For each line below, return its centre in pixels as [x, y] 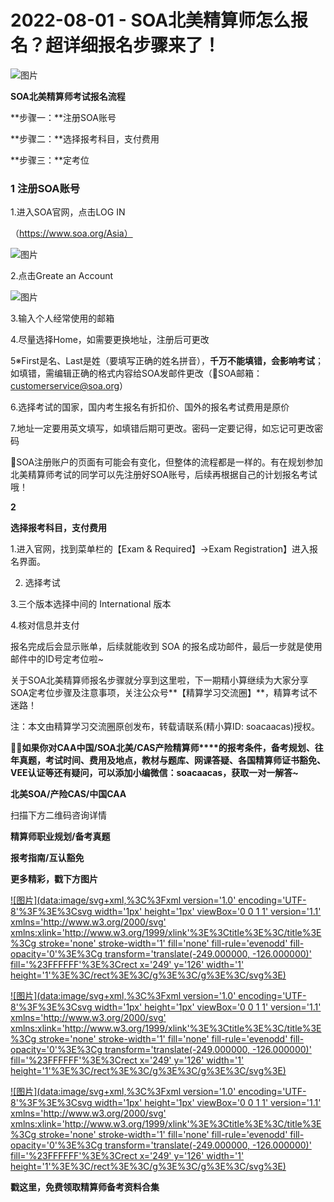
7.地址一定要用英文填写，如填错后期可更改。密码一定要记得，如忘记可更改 [162, 428]
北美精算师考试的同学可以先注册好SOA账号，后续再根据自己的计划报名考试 [164, 475]
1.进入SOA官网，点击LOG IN [68, 212]
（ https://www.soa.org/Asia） [71, 233]
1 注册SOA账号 [45, 188]
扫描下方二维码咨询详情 [58, 815]
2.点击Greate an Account [62, 276]
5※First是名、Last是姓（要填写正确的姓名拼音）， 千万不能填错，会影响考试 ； [167, 361]
